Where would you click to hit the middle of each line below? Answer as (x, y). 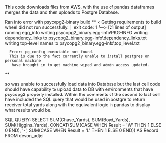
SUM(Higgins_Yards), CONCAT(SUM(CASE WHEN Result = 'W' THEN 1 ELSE (83, 125)
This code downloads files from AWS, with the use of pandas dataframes (80, 7)
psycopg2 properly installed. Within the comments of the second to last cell (82, 94)
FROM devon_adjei (24, 135)
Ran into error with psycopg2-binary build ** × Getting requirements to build (83, 22)
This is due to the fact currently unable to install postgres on (80, 56)
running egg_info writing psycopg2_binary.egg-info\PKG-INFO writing (76, 32)
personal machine (23, 61)
